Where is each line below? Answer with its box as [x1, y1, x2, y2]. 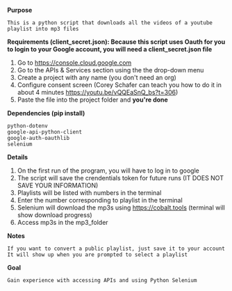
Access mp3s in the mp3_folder [17, 219, 109, 226]
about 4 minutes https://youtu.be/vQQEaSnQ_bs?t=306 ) [17, 88, 179, 96]
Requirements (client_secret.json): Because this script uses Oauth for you [7, 38, 226, 46]
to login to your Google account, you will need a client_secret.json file [7, 45, 213, 53]
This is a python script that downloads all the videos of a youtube [7, 19, 213, 26]
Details [7, 153, 28, 161]
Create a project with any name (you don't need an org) [17, 73, 177, 81]
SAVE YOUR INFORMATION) [17, 181, 99, 189]
